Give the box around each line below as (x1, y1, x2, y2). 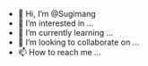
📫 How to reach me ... (17, 47, 101, 57)
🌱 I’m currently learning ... (17, 28, 114, 37)
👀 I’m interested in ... (17, 18, 94, 29)
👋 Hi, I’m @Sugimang (17, 9, 96, 19)
